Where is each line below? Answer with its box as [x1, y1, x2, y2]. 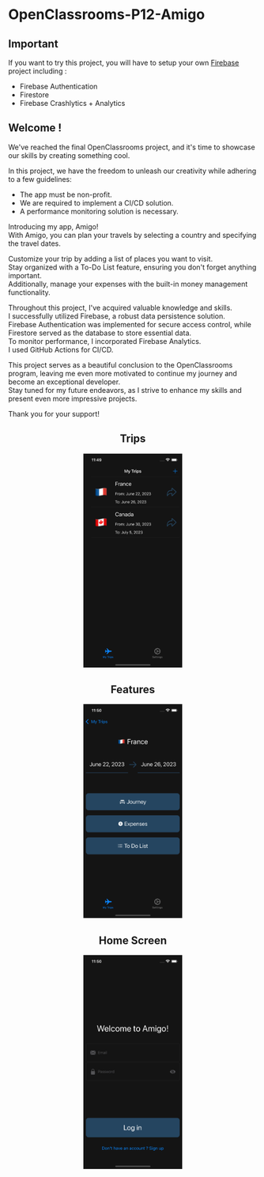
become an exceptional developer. [8, 377, 121, 387]
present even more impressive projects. [8, 394, 138, 403]
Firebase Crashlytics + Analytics [19, 99, 126, 108]
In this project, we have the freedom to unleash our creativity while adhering [8, 166, 257, 175]
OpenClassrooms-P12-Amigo [8, 6, 206, 24]
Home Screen [98, 934, 168, 947]
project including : [8, 66, 67, 76]
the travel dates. [8, 239, 62, 248]
